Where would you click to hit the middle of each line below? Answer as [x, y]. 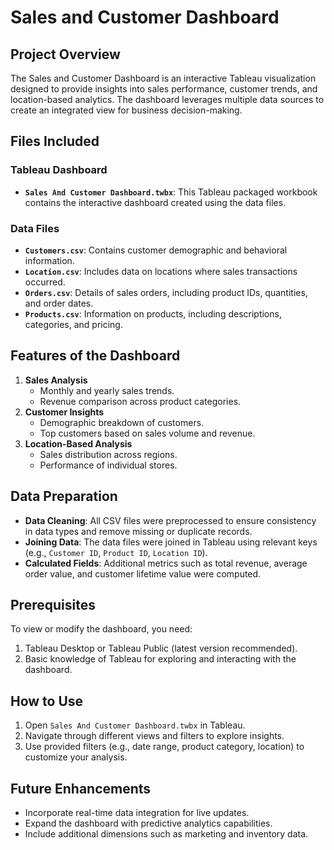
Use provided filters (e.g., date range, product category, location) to [164, 747]
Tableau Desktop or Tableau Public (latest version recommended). [161, 648]
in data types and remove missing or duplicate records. [138, 531]
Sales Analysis [56, 380]
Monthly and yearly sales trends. [107, 390]
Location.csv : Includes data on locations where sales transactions [161, 271]
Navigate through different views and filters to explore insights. [154, 736]
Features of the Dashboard [95, 356]
